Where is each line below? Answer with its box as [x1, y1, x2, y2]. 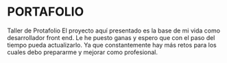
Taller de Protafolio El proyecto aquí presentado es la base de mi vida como [7, 26, 221, 35]
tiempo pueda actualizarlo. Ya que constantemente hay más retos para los [7, 41, 217, 49]
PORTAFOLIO [7, 4, 84, 20]
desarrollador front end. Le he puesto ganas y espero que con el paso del [7, 33, 215, 41]
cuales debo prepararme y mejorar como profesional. [7, 48, 158, 56]
